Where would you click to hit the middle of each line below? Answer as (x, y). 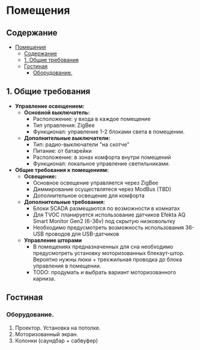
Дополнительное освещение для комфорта (89, 195)
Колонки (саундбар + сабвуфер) (56, 340)
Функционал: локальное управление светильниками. (101, 164)
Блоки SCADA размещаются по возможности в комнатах (106, 208)
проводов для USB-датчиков (82, 234)
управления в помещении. (67, 266)
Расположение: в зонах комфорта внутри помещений (102, 157)
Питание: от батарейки (62, 150)
